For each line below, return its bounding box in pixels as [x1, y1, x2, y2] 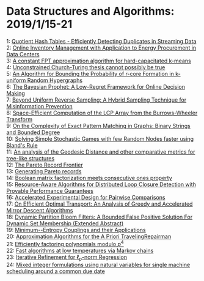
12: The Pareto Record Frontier [6, 161, 84, 168]
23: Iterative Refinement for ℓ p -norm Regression [6, 253, 127, 262]
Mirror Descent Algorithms [6, 206, 73, 214]
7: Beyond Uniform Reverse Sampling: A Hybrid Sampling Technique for [6, 96, 187, 103]
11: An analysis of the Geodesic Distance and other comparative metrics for [6, 148, 195, 155]
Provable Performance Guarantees [6, 187, 93, 194]
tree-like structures [6, 154, 55, 162]
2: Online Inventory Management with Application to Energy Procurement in [6, 44, 197, 51]
